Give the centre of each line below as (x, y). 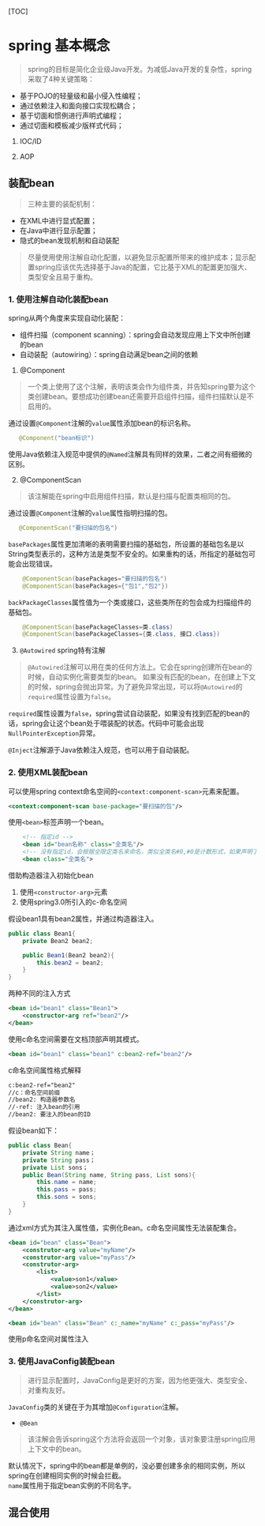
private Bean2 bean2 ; (58, 941)
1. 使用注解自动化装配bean (58, 299)
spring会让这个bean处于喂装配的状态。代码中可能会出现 (113, 724)
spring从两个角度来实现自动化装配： (67, 318)
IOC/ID (30, 141)
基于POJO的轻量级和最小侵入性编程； (81, 96)
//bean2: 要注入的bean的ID (49, 1114)
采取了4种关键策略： (61, 79)
